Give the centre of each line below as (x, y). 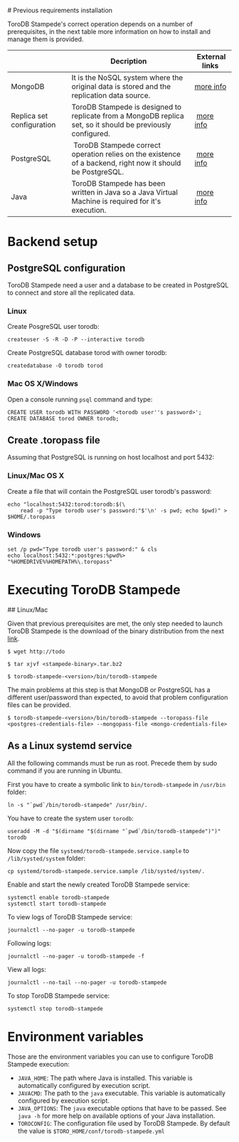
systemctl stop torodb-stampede (55, 1009)
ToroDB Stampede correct (117, 145)
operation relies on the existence (126, 154)
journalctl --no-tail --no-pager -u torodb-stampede (87, 982)
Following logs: (30, 943)
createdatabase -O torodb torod (55, 366)
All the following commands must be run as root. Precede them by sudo (112, 763)
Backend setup (53, 242)
